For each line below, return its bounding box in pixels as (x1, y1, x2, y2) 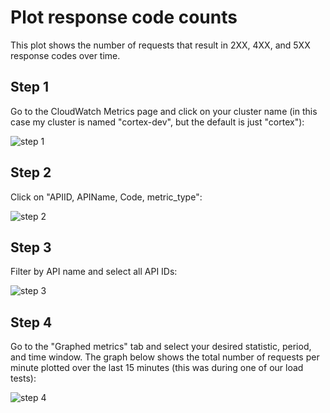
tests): (10, 372, 37, 385)
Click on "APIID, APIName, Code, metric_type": (10, 191, 203, 203)
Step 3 (10, 239, 52, 256)
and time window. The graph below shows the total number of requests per (10, 351, 320, 363)
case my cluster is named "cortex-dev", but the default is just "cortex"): (10, 116, 305, 128)
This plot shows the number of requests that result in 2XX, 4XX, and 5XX (10, 39, 311, 51)
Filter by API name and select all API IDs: (10, 266, 178, 278)
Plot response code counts (10, 6, 238, 29)
